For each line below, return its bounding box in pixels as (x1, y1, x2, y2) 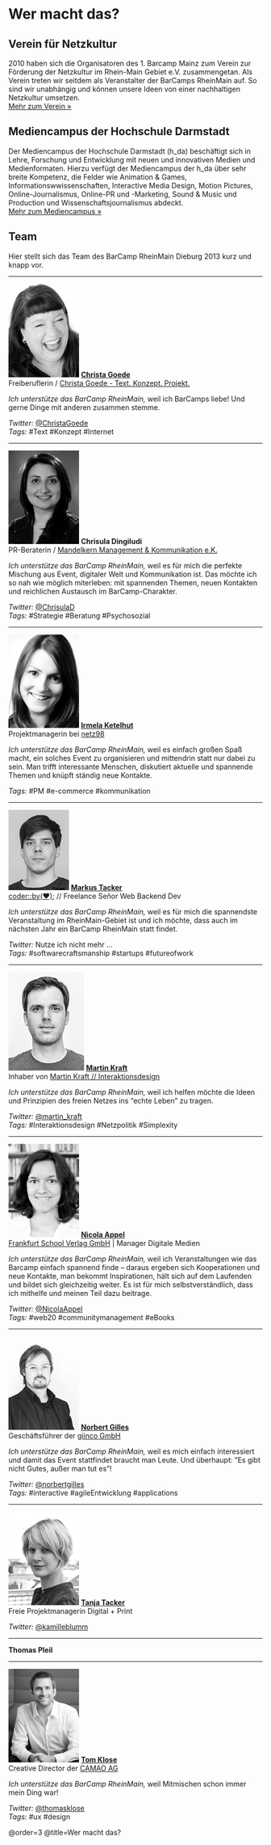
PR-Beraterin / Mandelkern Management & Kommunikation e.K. (8, 545, 218, 555)
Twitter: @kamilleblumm (8, 1622, 89, 1632)
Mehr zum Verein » (8, 102, 72, 111)
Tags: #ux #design (8, 1812, 71, 1822)
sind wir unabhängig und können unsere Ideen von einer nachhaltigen (8, 84, 240, 94)
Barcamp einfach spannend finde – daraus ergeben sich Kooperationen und (8, 1262, 261, 1272)
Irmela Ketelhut (80, 720, 134, 730)
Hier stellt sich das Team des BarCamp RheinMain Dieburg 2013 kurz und (8, 251, 252, 261)
